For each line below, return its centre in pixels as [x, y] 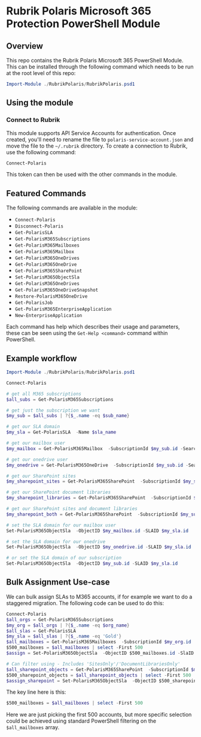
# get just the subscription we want [53, 410]
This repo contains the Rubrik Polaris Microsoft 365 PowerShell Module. [95, 60]
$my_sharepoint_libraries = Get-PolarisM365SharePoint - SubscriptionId [99, 498]
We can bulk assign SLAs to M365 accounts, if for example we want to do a [99, 597]
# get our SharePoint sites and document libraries [72, 509]
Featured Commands [46, 193]
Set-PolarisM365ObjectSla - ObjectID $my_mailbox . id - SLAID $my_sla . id [97, 531]
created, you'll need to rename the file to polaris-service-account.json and [100, 139]
